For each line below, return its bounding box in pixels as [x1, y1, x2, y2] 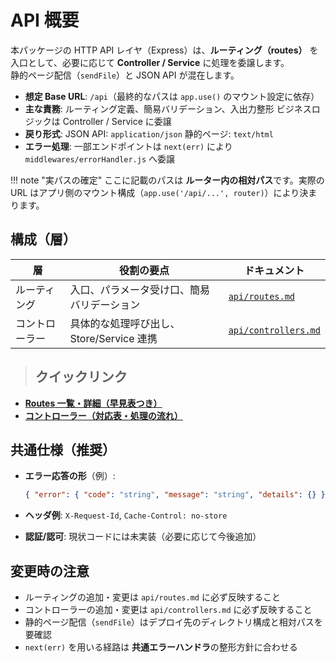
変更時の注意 [10, 562, 90, 580]
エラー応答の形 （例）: [24, 470, 116, 482]
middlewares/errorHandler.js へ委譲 [24, 152, 176, 165]
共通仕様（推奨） [10, 441, 116, 458]
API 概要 [10, 9, 80, 32]
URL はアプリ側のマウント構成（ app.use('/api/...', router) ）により [10, 186, 300, 198]
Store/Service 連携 [69, 331, 158, 345]
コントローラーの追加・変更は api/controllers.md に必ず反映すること [24, 604, 313, 616]
